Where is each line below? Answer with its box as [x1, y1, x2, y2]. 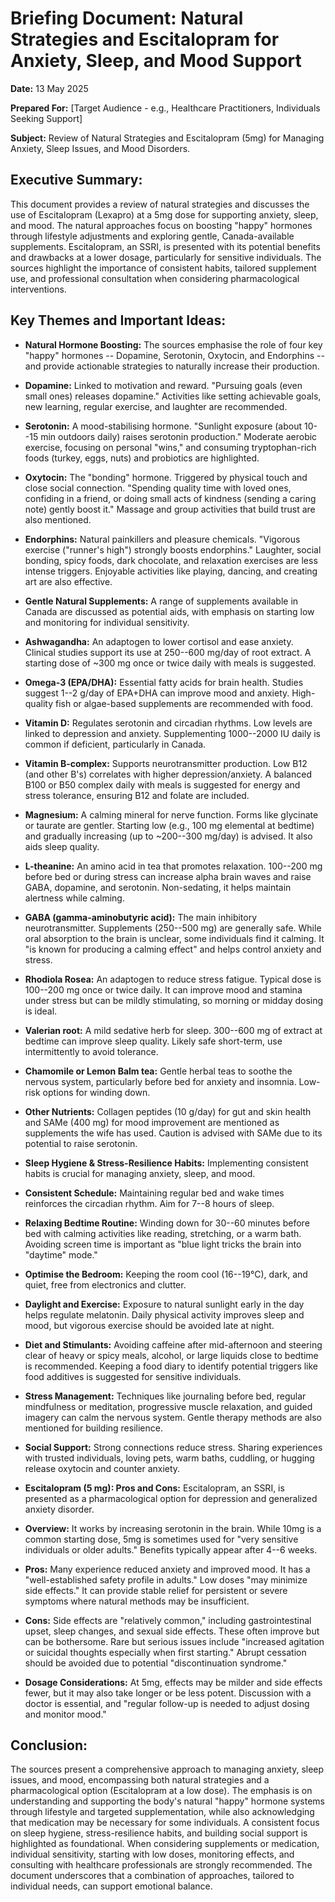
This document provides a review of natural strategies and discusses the [10, 198, 310, 210]
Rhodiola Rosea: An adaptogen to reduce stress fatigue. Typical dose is [24, 973, 322, 985]
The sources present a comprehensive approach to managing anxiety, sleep [10, 1763, 325, 1776]
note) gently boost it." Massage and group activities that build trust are [24, 503, 316, 515]
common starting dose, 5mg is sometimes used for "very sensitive [24, 1533, 299, 1545]
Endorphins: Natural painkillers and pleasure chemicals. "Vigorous [24, 533, 301, 545]
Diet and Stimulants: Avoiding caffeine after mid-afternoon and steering [24, 1338, 323, 1351]
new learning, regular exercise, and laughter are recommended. [24, 400, 288, 412]
